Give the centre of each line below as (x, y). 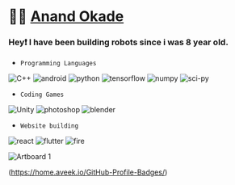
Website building (49, 126)
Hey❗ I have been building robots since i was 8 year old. (118, 42)
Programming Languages (58, 64)
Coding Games (42, 95)
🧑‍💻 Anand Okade (66, 17)
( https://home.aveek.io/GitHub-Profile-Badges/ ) (88, 172)
